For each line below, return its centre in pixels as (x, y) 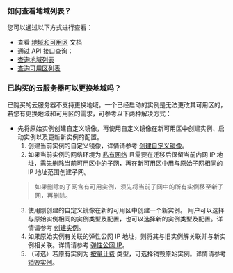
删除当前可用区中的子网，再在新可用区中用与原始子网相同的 (137, 163)
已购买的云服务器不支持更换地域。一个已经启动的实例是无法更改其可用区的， (117, 104)
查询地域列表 (35, 60)
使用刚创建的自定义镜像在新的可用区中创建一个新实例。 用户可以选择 (126, 210)
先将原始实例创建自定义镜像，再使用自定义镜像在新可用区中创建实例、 (118, 128)
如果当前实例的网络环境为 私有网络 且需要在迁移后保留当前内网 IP (121, 154)
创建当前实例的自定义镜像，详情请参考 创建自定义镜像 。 (108, 146)
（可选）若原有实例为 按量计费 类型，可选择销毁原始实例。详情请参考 (127, 253)
